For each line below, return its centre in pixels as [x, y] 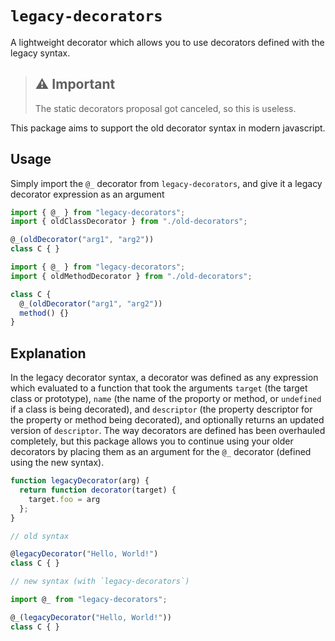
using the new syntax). [57, 463]
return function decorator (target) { [98, 490]
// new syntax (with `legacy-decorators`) [100, 582]
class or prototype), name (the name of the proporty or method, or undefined [166, 399]
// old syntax [40, 536]
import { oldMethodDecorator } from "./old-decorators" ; [131, 276]
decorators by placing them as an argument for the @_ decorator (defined [161, 452]
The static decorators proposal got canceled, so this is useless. [165, 108]
